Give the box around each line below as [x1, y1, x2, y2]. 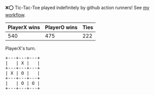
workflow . [5, 12, 26, 18]
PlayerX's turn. [5, 45, 36, 51]
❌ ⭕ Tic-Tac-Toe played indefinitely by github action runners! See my [5, 5, 150, 11]
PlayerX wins [8, 24, 40, 31]
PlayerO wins [45, 24, 78, 31]
